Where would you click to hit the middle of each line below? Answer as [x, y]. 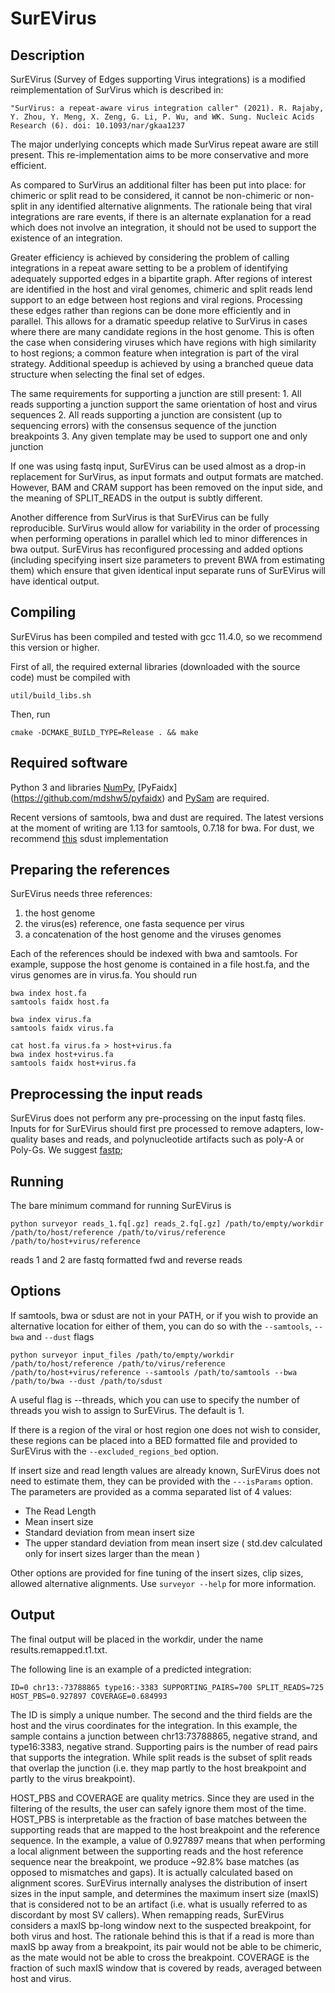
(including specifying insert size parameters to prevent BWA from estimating [167, 560]
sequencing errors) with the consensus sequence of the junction [143, 425]
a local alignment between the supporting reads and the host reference [157, 1851]
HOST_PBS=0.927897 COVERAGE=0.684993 [89, 1696]
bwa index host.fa [48, 993]
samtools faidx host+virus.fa [73, 1063]
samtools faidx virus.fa [62, 1028]
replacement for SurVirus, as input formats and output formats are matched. [167, 476]
